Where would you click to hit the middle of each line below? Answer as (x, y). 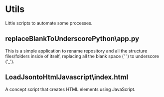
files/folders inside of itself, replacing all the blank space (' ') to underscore (82, 56)
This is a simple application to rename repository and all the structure (76, 50)
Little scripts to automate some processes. (49, 23)
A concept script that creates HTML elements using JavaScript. (70, 89)
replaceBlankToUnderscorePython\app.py (72, 39)
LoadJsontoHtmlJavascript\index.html (67, 77)
